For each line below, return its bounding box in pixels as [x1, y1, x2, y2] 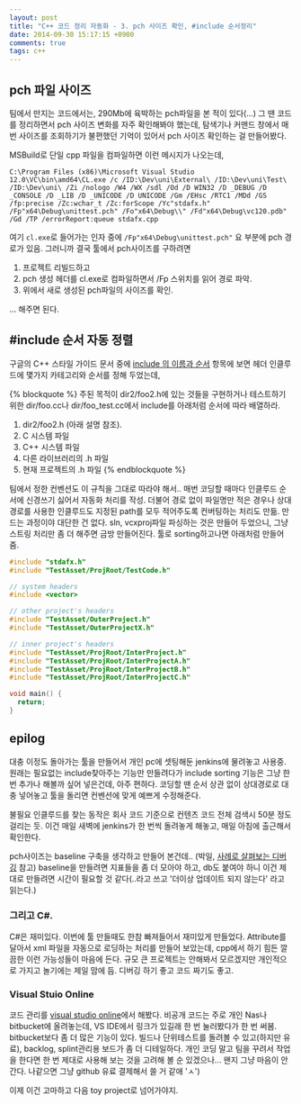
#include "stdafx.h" [9, 557, 87, 566]
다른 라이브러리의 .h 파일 [22, 452, 110, 464]
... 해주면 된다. [9, 303, 60, 314]
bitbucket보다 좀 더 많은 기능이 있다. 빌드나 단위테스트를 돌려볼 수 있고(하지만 [9, 1032, 281, 1043]
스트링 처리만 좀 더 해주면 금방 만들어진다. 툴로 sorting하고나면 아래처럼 [9, 528, 261, 538]
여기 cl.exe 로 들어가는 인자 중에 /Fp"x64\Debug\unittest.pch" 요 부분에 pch [9, 231, 283, 242]
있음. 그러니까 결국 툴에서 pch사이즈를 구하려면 [25, 242, 191, 253]
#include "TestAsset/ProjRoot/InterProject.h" [9, 647, 187, 657]
